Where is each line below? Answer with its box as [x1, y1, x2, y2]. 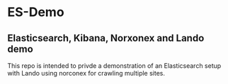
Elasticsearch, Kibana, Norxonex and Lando [7, 32, 205, 44]
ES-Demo [7, 4, 65, 20]
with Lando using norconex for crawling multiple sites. [7, 69, 165, 77]
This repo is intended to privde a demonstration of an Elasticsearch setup [7, 62, 222, 70]
